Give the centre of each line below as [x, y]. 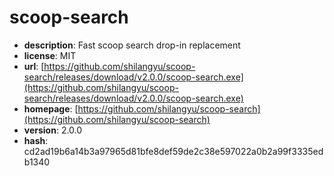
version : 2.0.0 [53, 130]
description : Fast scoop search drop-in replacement [132, 45]
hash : [36, 140]
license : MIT [50, 55]
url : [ [34, 66]
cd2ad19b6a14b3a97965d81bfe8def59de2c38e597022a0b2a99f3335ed [173, 151]
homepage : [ [51, 108]
